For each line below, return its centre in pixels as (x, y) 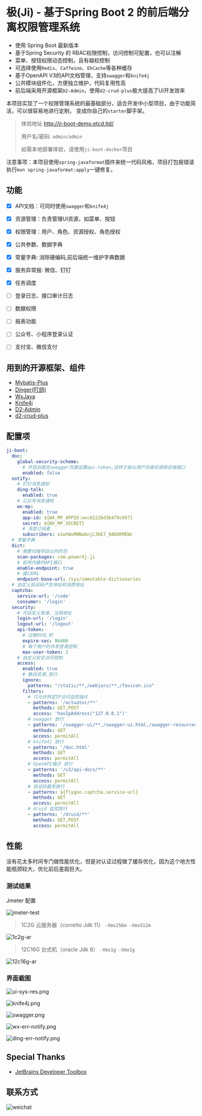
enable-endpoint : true (45, 568)
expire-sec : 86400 (45, 641)
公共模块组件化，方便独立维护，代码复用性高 (70, 83)
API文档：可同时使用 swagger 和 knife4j (62, 206)
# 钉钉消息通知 (33, 484)
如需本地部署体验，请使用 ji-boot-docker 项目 (77, 149)
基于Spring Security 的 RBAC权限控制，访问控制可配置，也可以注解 (98, 52)
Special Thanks (36, 1057)
